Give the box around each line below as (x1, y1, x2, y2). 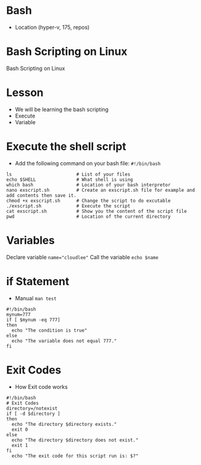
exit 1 (11, 442, 28, 448)
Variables (6, 233, 55, 247)
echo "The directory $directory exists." (11, 421, 117, 427)
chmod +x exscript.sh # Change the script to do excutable (6, 197, 171, 204)
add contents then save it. (6, 192, 77, 198)
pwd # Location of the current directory (6, 214, 171, 220)
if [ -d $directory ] (6, 411, 61, 417)
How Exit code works (14, 383, 68, 390)
